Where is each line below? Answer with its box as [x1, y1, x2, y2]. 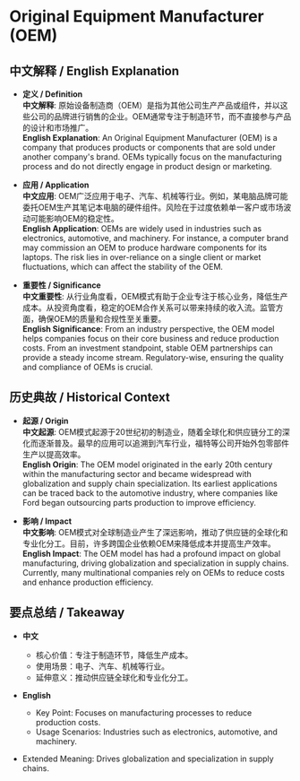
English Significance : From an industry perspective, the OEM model [21, 324, 275, 334]
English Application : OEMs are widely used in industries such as [21, 223, 262, 234]
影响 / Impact [21, 516, 73, 526]
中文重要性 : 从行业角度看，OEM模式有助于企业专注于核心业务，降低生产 [21, 291, 288, 301]
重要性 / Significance [21, 280, 101, 291]
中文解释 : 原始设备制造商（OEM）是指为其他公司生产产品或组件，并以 [21, 100, 280, 110]
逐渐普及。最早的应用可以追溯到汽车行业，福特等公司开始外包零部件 [38, 438, 289, 448]
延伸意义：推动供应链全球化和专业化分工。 [35, 672, 193, 682]
